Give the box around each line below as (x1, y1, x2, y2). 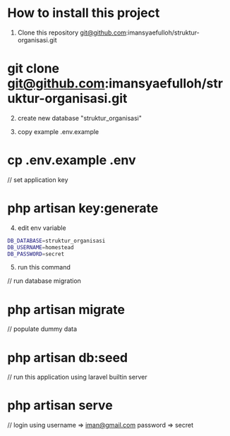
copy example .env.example (17, 127, 99, 135)
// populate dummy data (7, 325, 78, 333)
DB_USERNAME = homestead (7, 243, 74, 251)
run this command (17, 263, 71, 272)
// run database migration (7, 277, 81, 285)
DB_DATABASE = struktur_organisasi (7, 237, 106, 244)
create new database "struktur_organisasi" (17, 114, 143, 122)
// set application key (7, 175, 68, 184)
